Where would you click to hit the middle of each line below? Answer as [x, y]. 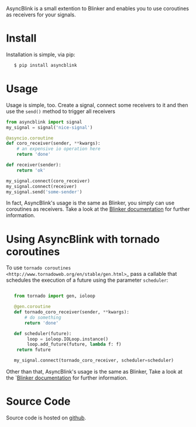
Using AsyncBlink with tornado [83, 239]
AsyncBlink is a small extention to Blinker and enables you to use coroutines [97, 8]
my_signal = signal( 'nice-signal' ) [49, 127]
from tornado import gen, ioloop [54, 296]
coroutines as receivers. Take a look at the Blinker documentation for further [98, 209]
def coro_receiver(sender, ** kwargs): [53, 144]
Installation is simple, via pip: [41, 54]
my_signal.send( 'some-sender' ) [44, 192]
